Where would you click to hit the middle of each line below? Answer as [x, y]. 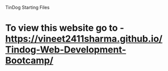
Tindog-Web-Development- [66, 50]
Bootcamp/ [29, 61]
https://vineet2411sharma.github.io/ [84, 39]
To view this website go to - [65, 28]
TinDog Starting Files [28, 7]
